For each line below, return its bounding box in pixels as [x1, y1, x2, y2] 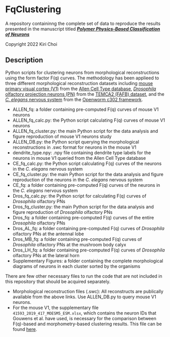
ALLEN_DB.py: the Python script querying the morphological [12, 138, 140, 145]
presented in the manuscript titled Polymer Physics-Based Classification [5, 25, 160, 32]
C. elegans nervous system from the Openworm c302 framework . [5, 96, 143, 102]
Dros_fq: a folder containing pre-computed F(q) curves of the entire [12, 214, 154, 220]
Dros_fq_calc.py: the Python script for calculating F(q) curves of [12, 192, 147, 199]
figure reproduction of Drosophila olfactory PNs [12, 209, 113, 215]
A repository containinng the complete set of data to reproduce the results [5, 20, 161, 26]
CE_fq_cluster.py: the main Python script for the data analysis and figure [12, 171, 164, 177]
